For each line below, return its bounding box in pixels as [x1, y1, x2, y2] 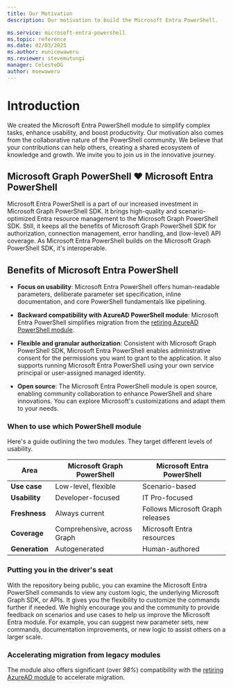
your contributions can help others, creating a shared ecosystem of [7, 143, 200, 151]
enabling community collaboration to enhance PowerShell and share [17, 390, 213, 398]
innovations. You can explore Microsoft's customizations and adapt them [17, 397, 225, 405]
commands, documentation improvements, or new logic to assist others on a [7, 625, 226, 633]
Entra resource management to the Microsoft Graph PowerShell [37, 215, 218, 223]
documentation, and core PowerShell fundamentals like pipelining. [17, 297, 207, 306]
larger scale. [7, 632, 43, 641]
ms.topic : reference [7, 35, 67, 42]
